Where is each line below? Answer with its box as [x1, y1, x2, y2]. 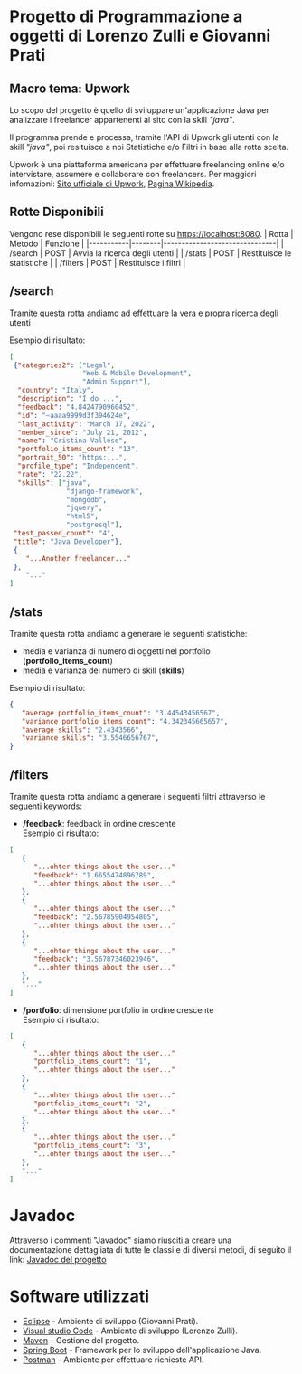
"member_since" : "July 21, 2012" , [17, 428, 147, 437]
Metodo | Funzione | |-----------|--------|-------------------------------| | [9, 238, 285, 249]
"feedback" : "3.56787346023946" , [33, 954, 160, 964]
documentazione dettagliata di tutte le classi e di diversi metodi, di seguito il [9, 1245, 292, 1256]
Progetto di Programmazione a [9, 6, 243, 27]
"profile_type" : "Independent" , [17, 461, 140, 470]
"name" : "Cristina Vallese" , [17, 436, 127, 445]
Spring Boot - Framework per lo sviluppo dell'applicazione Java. [22, 1345, 262, 1356]
